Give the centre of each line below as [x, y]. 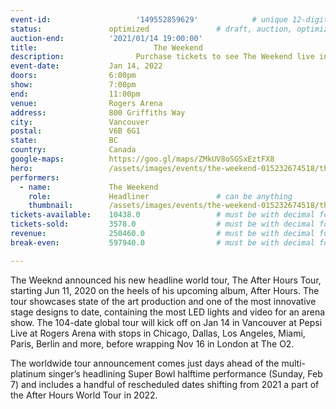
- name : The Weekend [89, 187]
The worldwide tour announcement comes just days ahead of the [145, 363]
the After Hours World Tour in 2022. [84, 395]
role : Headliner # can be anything [160, 196]
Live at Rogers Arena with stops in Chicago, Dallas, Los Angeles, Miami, [158, 333]
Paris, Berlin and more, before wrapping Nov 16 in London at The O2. [152, 343]
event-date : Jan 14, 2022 [86, 66]
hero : [21, 168]
